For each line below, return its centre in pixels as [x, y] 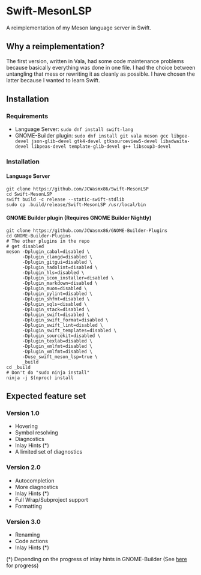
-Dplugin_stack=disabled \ [56, 309]
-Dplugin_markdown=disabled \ [60, 283]
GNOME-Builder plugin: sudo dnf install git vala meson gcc [92, 136]
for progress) [22, 565]
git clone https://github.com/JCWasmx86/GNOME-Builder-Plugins [87, 230]
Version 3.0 [23, 522]
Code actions [31, 541]
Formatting [28, 506]
